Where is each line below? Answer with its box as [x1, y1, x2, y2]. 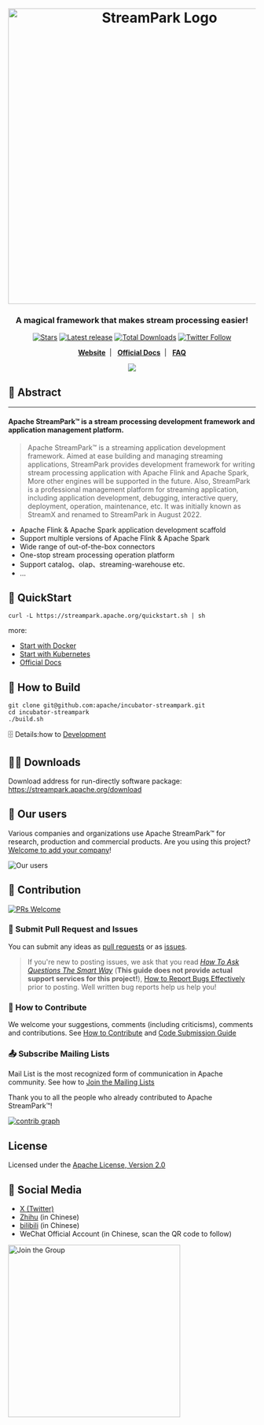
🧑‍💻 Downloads [8, 755, 81, 768]
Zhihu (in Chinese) [19, 1212, 80, 1222]
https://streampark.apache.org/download [8, 784, 142, 794]
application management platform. [8, 425, 124, 434]
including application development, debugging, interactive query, [27, 493, 238, 502]
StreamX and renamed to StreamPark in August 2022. [27, 509, 202, 519]
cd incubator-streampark [8, 709, 90, 716]
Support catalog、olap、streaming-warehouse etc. [19, 560, 185, 569]
